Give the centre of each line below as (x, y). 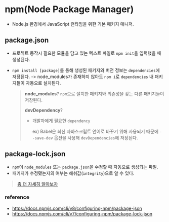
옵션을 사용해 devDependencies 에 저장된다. (96, 137)
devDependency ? (44, 110)
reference (17, 197)
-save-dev (43, 138)
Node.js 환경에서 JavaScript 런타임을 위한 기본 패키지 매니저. (73, 24)
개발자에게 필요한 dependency (61, 121)
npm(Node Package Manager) (69, 9)
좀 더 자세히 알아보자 (37, 184)
